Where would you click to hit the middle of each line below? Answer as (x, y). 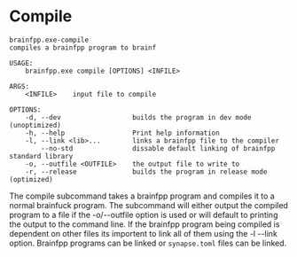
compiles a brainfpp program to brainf (83, 47)
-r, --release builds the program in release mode (146, 171)
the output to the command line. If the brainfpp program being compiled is (145, 224)
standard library (41, 156)
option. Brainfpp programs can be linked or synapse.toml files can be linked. (148, 243)
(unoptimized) (35, 125)
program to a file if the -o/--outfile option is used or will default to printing (144, 214)
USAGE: (21, 63)
